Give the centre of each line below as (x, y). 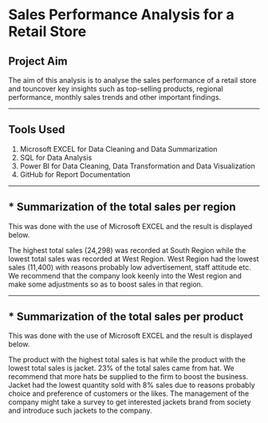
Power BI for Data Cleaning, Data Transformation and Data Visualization (137, 166)
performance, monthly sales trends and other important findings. (115, 97)
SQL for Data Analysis (56, 157)
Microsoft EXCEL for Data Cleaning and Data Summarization (118, 148)
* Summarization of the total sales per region (122, 207)
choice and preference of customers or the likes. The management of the (129, 393)
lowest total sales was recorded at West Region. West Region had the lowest (134, 259)
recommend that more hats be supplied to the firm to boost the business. (128, 377)
